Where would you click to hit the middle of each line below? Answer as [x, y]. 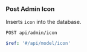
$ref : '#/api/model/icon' [38, 44]
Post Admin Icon [30, 9]
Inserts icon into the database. [43, 22]
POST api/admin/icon [32, 33]
